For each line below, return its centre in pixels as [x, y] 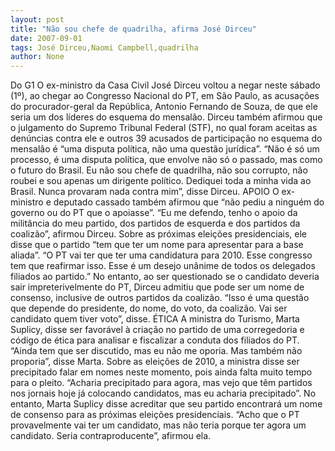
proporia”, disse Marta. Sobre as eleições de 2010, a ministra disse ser [155, 362]
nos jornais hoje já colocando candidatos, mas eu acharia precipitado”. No [163, 393]
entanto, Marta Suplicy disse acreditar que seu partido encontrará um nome [166, 404]
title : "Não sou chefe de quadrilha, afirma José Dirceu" [133, 29]
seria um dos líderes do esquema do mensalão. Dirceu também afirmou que [166, 117]
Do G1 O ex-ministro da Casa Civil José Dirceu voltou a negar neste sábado [165, 85]
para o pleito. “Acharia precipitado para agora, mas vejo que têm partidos [161, 383]
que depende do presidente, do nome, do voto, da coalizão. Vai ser [149, 308]
